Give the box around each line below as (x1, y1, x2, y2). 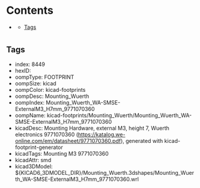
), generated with (120, 137, 163, 144)
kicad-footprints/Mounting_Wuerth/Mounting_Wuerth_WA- (47, 112, 192, 119)
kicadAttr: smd (14, 156, 52, 163)
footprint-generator (14, 144, 63, 151)
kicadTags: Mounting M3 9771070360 (14, 150, 109, 157)
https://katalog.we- (77, 130, 126, 138)
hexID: (14, 67, 31, 74)
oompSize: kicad (14, 79, 57, 87)
